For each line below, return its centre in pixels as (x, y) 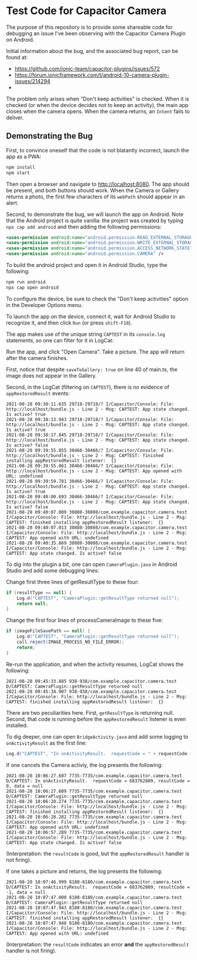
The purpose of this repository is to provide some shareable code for (89, 27)
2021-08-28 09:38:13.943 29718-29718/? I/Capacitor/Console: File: (90, 419)
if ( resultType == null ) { (39, 592)
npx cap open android (33, 287)
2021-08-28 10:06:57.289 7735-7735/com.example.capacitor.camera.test (94, 832)
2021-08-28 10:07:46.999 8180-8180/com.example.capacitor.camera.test (94, 882)
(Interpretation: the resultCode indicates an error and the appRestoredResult (98, 944)
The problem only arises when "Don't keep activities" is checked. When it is (98, 99)
